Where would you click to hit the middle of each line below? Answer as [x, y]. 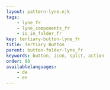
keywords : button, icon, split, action [55, 56]
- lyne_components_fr [43, 28]
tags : [13, 17]
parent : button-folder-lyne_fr [45, 50]
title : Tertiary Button [35, 45]
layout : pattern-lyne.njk [38, 12]
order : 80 [18, 61]
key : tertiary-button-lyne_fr [43, 39]
